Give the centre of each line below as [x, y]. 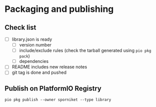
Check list [21, 27]
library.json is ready [32, 39]
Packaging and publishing [59, 9]
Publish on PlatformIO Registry [53, 88]
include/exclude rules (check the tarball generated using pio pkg [85, 51]
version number [35, 45]
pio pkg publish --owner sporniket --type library [58, 100]
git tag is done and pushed [39, 72]
